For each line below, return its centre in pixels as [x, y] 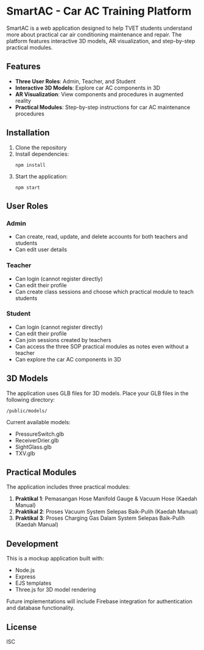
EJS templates [33, 583]
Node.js [25, 570]
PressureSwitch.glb [40, 434]
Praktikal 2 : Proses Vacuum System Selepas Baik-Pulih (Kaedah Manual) [106, 512]
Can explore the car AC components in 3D [68, 359]
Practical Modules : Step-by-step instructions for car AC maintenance [103, 107]
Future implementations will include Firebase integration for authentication [100, 601]
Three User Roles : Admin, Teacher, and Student [75, 81]
